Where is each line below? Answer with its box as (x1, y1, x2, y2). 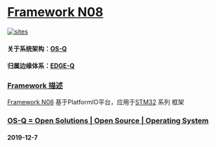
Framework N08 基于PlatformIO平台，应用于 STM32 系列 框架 (7, 98, 184, 106)
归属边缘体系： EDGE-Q (7, 62, 75, 70)
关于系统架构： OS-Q (7, 44, 67, 52)
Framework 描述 (7, 81, 63, 91)
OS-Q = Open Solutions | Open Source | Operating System (7, 116, 209, 126)
